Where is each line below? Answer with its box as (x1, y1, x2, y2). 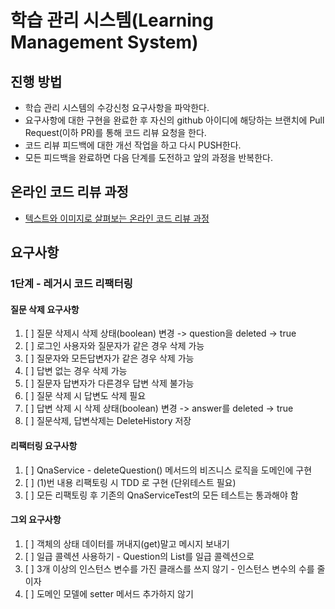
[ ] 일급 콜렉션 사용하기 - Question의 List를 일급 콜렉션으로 (24, 550, 255, 562)
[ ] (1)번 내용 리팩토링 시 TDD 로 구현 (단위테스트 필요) (24, 476, 237, 488)
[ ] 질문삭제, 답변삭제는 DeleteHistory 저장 (24, 415, 192, 427)
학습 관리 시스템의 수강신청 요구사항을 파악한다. (24, 102, 210, 113)
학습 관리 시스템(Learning (10, 9, 214, 32)
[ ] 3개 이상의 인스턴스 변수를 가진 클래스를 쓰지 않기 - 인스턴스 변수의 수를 (24, 562, 315, 575)
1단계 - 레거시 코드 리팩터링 (10, 277, 133, 291)
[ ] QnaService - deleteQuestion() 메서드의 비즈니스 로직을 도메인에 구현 (24, 464, 313, 476)
